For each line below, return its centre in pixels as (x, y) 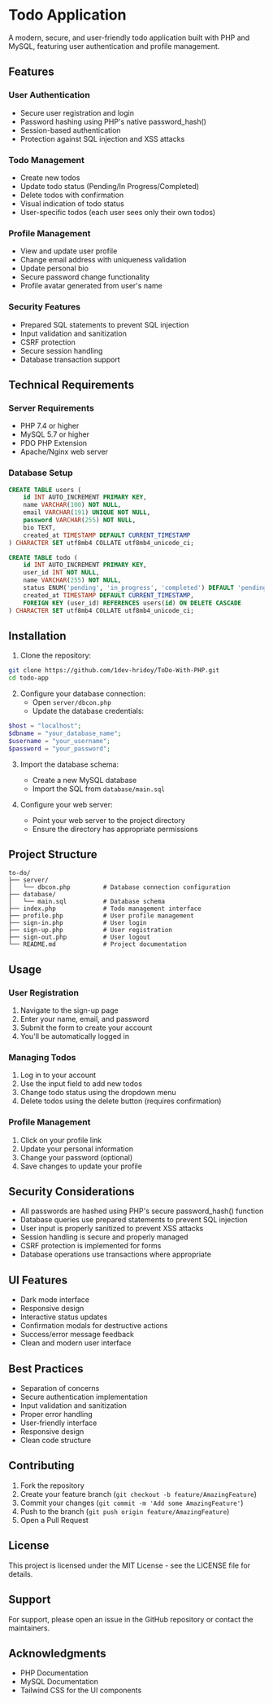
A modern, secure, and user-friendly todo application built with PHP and (129, 37)
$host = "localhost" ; (45, 726)
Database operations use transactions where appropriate (115, 1254)
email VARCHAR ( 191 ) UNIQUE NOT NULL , (87, 513)
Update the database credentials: (88, 711)
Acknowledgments (58, 1653)
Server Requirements (52, 407)
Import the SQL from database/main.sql (98, 789)
